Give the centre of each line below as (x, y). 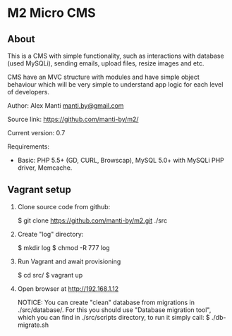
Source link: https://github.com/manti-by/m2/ (73, 119)
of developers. (28, 92)
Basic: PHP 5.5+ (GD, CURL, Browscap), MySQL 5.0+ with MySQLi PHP (121, 160)
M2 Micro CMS (52, 13)
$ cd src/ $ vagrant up (50, 275)
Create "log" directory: (50, 234)
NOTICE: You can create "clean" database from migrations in (106, 302)
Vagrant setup (39, 190)
